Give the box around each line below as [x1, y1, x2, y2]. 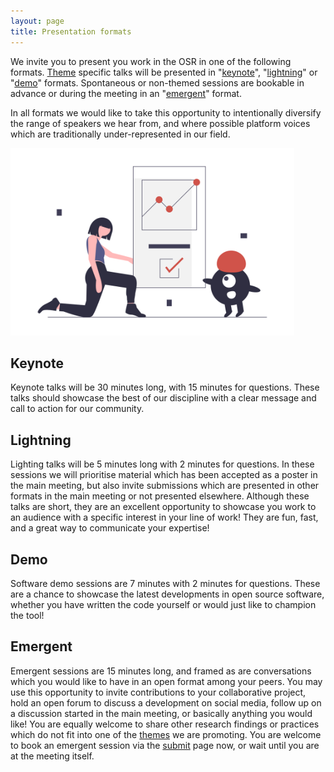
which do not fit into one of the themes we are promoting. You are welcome [10, 728, 322, 740]
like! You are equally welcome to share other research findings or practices [10, 718, 320, 730]
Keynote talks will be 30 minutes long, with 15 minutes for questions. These [10, 381, 320, 394]
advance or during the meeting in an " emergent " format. [10, 87, 242, 99]
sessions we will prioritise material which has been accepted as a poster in [10, 469, 318, 481]
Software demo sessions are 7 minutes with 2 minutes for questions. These [10, 577, 321, 589]
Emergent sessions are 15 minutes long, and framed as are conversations [10, 665, 312, 677]
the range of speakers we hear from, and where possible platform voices [10, 117, 311, 129]
